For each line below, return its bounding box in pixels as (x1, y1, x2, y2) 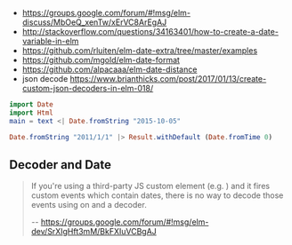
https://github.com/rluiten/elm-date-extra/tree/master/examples (21, 45, 258, 56)
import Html (9, 108, 53, 117)
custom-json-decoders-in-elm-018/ (21, 83, 154, 93)
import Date (9, 100, 53, 109)
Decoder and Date (9, 157, 112, 172)
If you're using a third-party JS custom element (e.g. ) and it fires (30, 181, 270, 192)
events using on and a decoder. (30, 200, 147, 210)
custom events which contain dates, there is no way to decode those (30, 190, 284, 201)
